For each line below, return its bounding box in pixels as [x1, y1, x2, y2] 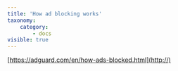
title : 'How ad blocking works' [7, 10, 102, 18]
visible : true [7, 37, 49, 44]
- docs [32, 30, 52, 37]
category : [20, 23, 49, 30]
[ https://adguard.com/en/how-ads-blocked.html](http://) [7, 56, 171, 64]
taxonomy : [7, 17, 37, 24]
